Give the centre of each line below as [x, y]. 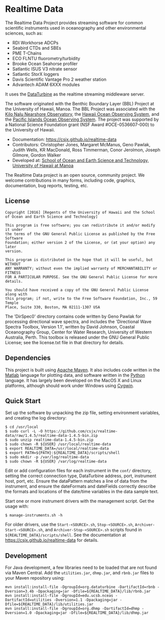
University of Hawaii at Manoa [43, 165]
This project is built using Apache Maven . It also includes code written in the [82, 370]
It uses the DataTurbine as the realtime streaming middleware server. [75, 94]
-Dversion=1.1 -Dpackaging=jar [86, 600]
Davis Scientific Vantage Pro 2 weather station [59, 79]
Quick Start [23, 401]
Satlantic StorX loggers [36, 74]
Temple [12, 303]
